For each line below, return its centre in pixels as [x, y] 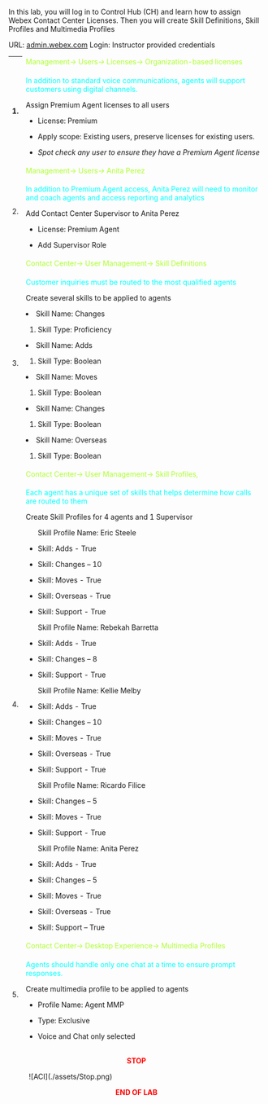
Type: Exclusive [64, 1020]
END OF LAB [136, 1092]
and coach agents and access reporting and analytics [115, 198]
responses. [44, 973]
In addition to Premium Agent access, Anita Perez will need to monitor [142, 189]
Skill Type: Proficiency [75, 329]
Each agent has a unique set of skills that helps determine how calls [138, 493]
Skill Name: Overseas [71, 440]
